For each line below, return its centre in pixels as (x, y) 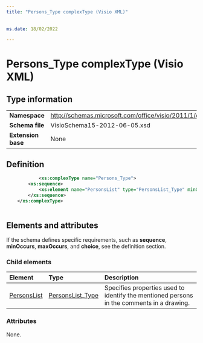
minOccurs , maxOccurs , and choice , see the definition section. (86, 247)
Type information (40, 99)
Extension (24, 135)
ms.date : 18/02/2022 (32, 29)
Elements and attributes (52, 225)
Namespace (27, 116)
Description (121, 278)
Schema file (27, 125)
